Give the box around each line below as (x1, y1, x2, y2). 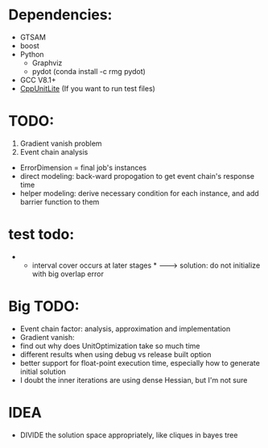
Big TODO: (8, 297, 80, 315)
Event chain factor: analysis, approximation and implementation (19, 324, 231, 334)
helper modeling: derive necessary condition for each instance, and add (19, 188, 259, 198)
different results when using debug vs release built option (19, 349, 212, 359)
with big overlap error (31, 268, 105, 279)
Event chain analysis (19, 147, 89, 156)
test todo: (8, 226, 75, 243)
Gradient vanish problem (19, 139, 102, 148)
